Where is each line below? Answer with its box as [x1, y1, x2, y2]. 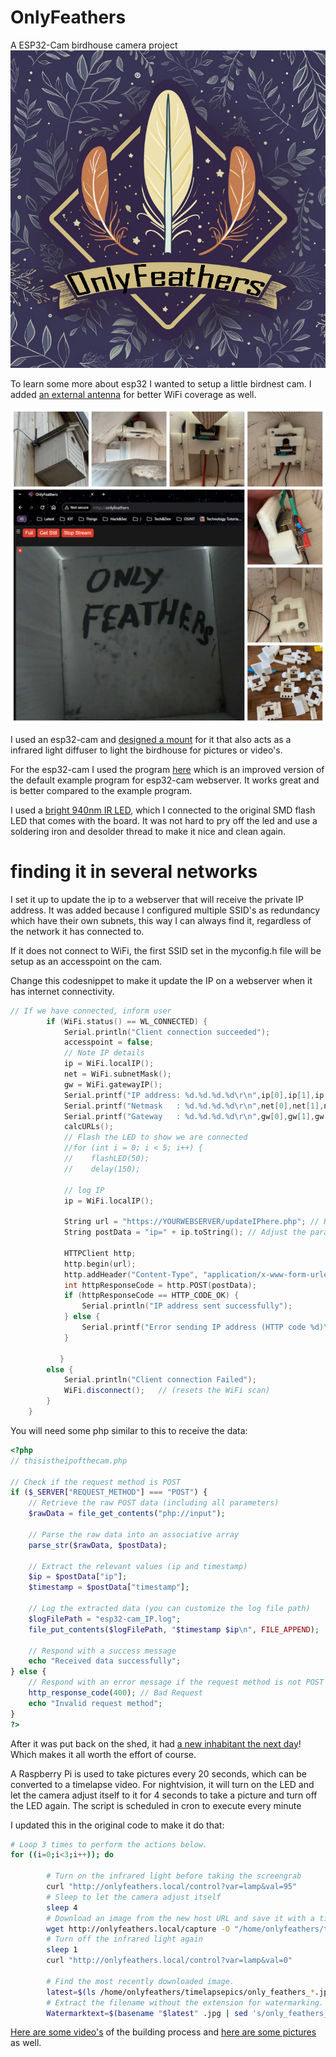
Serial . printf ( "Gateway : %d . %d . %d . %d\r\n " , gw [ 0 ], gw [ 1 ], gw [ [63, 1111, 329, 1121]
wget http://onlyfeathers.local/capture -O [46, 1924, 230, 1934]
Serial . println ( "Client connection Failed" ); [63, 1375, 257, 1385]
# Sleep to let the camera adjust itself [46, 1892, 222, 1902]
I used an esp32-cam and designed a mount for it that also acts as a [10, 733, 292, 745]
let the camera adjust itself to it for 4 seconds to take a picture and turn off [10, 1789, 318, 1801]
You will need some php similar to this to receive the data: [10, 1424, 248, 1436]
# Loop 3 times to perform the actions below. [10, 1839, 208, 1850]
